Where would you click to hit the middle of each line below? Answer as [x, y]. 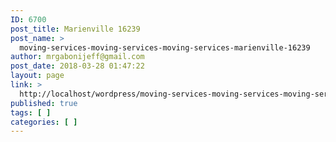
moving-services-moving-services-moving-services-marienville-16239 [165, 47]
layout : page [37, 76]
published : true [44, 103]
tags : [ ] [31, 112]
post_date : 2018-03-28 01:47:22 [77, 66]
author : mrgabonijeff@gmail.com [77, 57]
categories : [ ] [44, 122]
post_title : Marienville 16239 [75, 29]
